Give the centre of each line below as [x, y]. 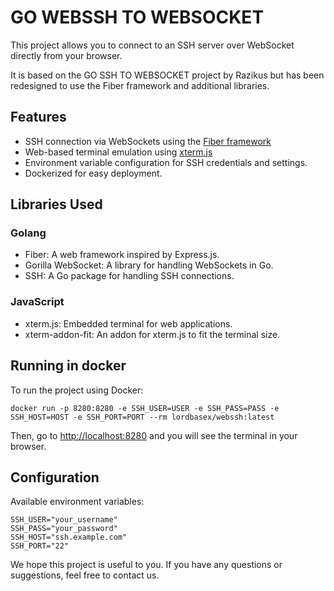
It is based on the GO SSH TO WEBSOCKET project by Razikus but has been [167, 75]
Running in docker [68, 366]
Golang [28, 233]
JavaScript [37, 302]
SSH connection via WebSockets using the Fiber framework [148, 141]
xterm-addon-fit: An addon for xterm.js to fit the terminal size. [152, 334]
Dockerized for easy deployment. [93, 173]
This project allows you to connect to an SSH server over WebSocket [152, 45]
